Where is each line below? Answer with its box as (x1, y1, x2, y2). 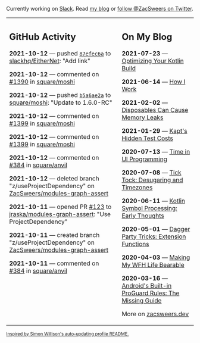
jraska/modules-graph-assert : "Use (9, 210, 111, 218)
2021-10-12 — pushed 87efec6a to (9, 49, 111, 57)
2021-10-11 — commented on (9, 259, 99, 267)
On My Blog (121, 31, 173, 42)
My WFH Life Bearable (121, 260, 185, 269)
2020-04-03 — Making (121, 253, 190, 261)
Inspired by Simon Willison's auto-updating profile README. (6, 330, 129, 337)
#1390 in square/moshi (9, 77, 76, 86)
